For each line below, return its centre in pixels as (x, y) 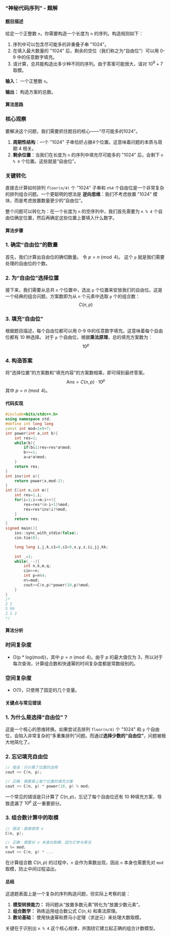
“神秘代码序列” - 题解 (31, 8)
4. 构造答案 (19, 361)
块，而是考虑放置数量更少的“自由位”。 (45, 200)
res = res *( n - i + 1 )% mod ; (47, 504)
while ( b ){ (25, 443)
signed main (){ (21, 528)
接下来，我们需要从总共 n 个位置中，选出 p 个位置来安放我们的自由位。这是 (84, 290)
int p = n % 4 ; (35, 576)
